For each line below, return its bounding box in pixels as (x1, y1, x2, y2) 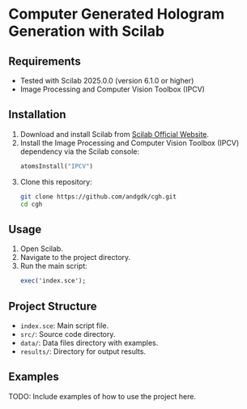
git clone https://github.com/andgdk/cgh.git (19, 192, 177, 201)
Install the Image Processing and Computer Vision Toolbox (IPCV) (19, 138, 240, 147)
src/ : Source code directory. (19, 329, 116, 339)
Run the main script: (19, 261, 87, 271)
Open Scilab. (19, 244, 63, 253)
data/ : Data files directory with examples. (19, 338, 159, 347)
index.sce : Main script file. (19, 321, 109, 330)
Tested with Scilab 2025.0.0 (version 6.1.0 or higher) (19, 76, 194, 85)
